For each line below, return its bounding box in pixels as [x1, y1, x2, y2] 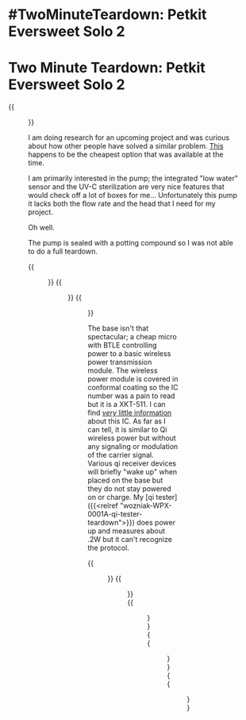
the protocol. [87, 543, 129, 553]
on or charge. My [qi [87, 493, 155, 502]
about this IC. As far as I [87, 416, 167, 426]
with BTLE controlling [87, 340, 157, 350]
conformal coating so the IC [87, 383, 179, 393]
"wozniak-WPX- [120, 501, 172, 510]
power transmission [87, 358, 152, 367]
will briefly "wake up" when [87, 467, 178, 477]
